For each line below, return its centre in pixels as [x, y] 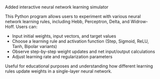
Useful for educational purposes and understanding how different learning [79, 66]
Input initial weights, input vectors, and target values [64, 36]
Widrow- [139, 22]
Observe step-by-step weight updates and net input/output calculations [84, 51]
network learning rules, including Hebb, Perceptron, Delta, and [67, 22]
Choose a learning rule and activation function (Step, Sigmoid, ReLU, [80, 41]
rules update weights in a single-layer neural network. [58, 71]
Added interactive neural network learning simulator [57, 7]
